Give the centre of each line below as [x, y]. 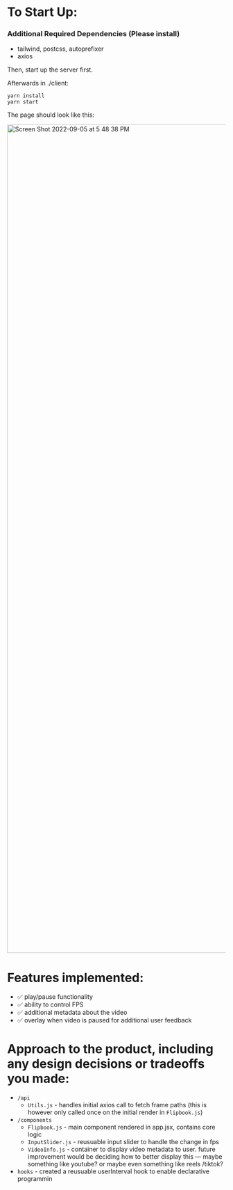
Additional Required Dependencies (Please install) [94, 34]
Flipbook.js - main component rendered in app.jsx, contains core [121, 1127]
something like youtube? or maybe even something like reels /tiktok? [125, 1164]
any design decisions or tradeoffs [106, 1063]
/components [34, 1120]
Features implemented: [76, 978]
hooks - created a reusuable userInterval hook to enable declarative [113, 1171]
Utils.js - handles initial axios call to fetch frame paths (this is [117, 1105]
